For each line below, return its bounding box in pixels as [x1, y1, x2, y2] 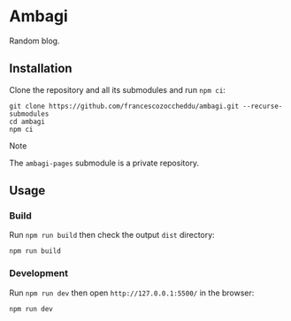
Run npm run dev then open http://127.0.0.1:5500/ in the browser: [9, 287, 255, 298]
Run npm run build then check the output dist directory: [9, 230, 215, 241]
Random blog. [9, 35, 60, 46]
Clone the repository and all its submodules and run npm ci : [9, 84, 226, 95]
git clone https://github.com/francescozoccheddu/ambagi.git [9, 102, 240, 111]
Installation [9, 61, 73, 76]
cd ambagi [9, 117, 46, 126]
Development [9, 267, 69, 279]
